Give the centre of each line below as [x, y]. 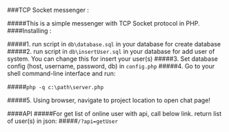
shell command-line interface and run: [61, 73]
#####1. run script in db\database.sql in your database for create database [114, 44]
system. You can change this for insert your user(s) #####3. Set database [113, 59]
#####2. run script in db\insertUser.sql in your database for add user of [111, 51]
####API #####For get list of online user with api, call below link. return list [114, 114]
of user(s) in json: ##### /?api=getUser [63, 121]
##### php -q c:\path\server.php [56, 87]
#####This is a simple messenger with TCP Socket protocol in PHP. [103, 23]
